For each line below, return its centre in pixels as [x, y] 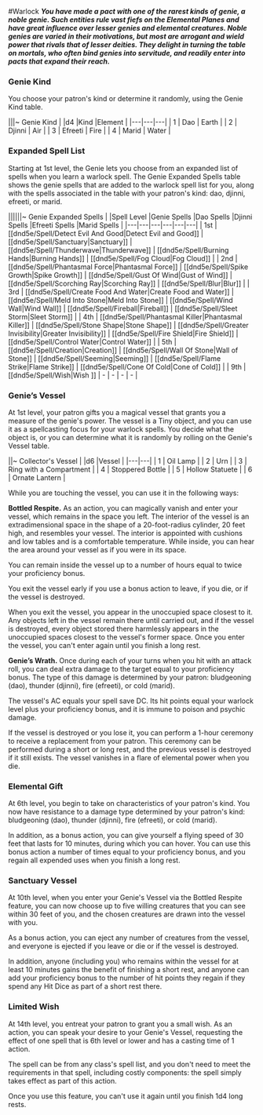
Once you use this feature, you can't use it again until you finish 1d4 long [126, 1096]
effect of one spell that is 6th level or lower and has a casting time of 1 [121, 1040]
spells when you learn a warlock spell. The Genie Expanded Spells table [124, 177]
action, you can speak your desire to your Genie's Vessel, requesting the [126, 1032]
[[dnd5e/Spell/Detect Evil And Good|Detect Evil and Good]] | [106, 233]
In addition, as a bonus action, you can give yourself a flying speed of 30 [126, 836]
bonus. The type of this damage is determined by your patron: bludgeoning [130, 677]
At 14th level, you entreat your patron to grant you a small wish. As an [121, 1024]
